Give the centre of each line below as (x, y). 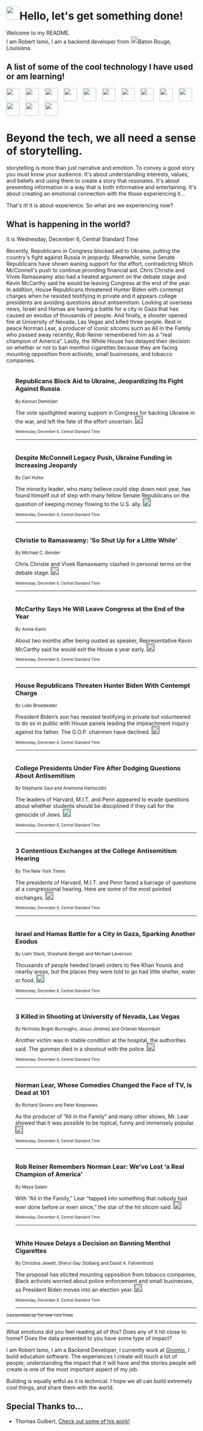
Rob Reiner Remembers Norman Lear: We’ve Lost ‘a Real (99, 1167)
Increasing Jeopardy (46, 465)
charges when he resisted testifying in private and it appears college (92, 296)
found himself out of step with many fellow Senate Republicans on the (102, 496)
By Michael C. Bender (37, 553)
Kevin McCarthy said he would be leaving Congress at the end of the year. (99, 283)
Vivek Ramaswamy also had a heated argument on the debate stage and (96, 277)
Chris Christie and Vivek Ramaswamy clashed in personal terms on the (103, 564)
